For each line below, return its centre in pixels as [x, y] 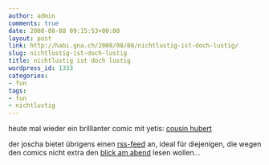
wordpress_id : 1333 [41, 68]
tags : [17, 91]
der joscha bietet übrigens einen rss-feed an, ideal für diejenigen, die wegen [135, 144]
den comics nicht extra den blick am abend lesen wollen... [104, 153]
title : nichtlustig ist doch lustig [69, 61]
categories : [28, 76]
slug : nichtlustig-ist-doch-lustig [68, 53]
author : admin [32, 16]
